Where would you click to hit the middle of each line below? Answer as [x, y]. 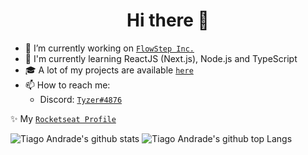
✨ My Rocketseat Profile [63, 118]
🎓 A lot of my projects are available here [109, 70]
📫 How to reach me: [67, 85]
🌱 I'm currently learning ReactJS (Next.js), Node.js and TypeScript [161, 58]
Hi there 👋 [168, 20]
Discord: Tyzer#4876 [81, 99]
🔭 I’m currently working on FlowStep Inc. [109, 48]
